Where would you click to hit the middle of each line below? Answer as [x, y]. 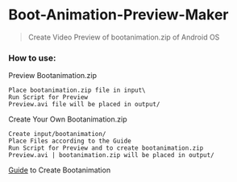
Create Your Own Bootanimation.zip [68, 119]
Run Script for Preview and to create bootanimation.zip [106, 148]
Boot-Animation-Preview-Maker [118, 15]
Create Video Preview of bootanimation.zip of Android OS [124, 37]
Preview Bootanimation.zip [53, 76]
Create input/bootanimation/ [57, 134]
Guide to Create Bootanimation [60, 170]
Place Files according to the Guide [70, 141]
